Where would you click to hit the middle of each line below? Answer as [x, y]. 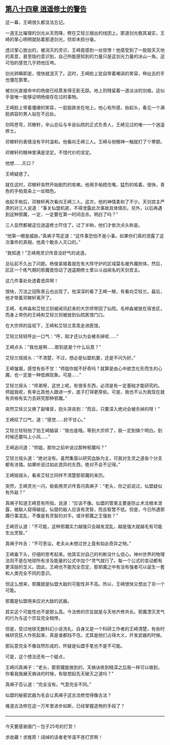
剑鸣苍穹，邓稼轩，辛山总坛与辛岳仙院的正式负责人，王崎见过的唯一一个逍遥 [85, 124]
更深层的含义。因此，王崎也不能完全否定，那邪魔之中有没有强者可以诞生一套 [85, 567]
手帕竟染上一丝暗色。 [36, 191]
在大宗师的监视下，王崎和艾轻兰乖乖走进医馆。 [54, 325]
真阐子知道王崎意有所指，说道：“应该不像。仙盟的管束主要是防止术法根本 [82, 503]
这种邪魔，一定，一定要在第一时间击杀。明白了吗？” [64, 214]
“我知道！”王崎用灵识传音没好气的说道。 [47, 253]
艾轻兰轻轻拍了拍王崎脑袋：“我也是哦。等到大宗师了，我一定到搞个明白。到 [84, 430]
